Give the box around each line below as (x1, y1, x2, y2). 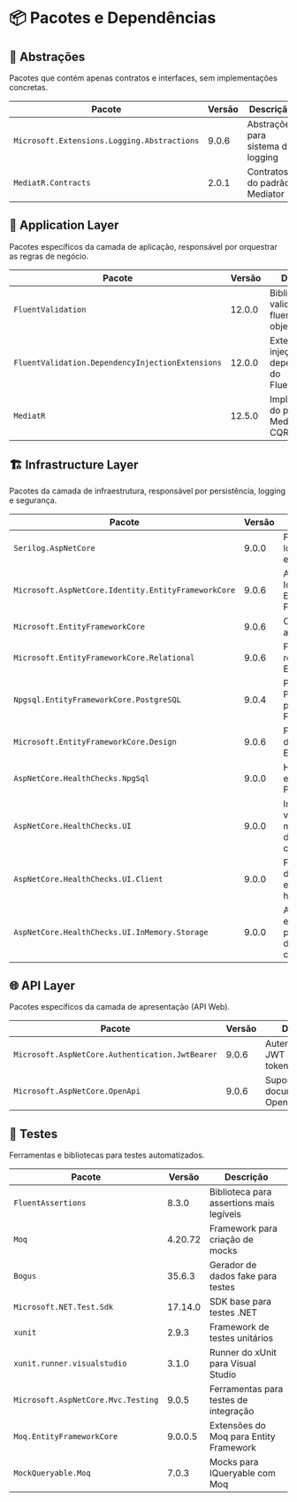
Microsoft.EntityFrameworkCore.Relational (13, 653, 195, 662)
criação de (209, 1234, 254, 1246)
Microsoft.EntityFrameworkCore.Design (13, 737, 177, 747)
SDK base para (209, 1296, 272, 1308)
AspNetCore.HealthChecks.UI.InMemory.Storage (13, 927, 209, 937)
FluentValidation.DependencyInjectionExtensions (13, 357, 223, 368)
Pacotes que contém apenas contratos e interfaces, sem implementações (9, 73, 278, 83)
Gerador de (209, 1259, 257, 1272)
